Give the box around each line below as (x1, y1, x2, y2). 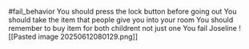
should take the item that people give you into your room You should (8, 15, 234, 24)
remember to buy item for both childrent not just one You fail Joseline (8, 24, 238, 32)
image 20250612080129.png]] (38, 32, 139, 41)
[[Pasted (8, 32, 37, 41)
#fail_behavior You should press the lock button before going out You (8, 7, 237, 16)
